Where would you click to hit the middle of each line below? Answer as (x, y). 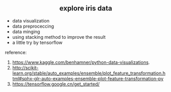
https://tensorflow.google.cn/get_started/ (56, 84)
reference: (16, 52)
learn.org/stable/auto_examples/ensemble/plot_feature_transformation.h (89, 73)
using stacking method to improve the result (59, 37)
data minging (26, 31)
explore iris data (86, 8)
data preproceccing (33, 26)
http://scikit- (25, 67)
